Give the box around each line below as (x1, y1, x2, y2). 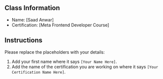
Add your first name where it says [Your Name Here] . (11, 59, 118, 64)
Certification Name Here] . (11, 69, 66, 75)
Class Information (4, 4, 61, 12)
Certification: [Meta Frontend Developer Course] (11, 22, 109, 28)
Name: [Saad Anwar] (11, 17, 54, 22)
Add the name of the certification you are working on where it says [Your (11, 63, 158, 70)
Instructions (4, 36, 42, 44)
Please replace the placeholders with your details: (4, 49, 105, 55)
